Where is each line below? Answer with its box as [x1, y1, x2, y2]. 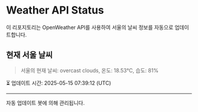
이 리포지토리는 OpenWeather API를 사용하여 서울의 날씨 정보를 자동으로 [6, 24, 174, 31]
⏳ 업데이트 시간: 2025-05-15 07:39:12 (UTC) [6, 79, 111, 86]
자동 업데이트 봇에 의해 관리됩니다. [6, 99, 85, 106]
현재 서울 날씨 [6, 50, 53, 60]
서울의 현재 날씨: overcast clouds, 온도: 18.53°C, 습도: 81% [20, 67, 159, 74]
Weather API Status [6, 4, 104, 17]
